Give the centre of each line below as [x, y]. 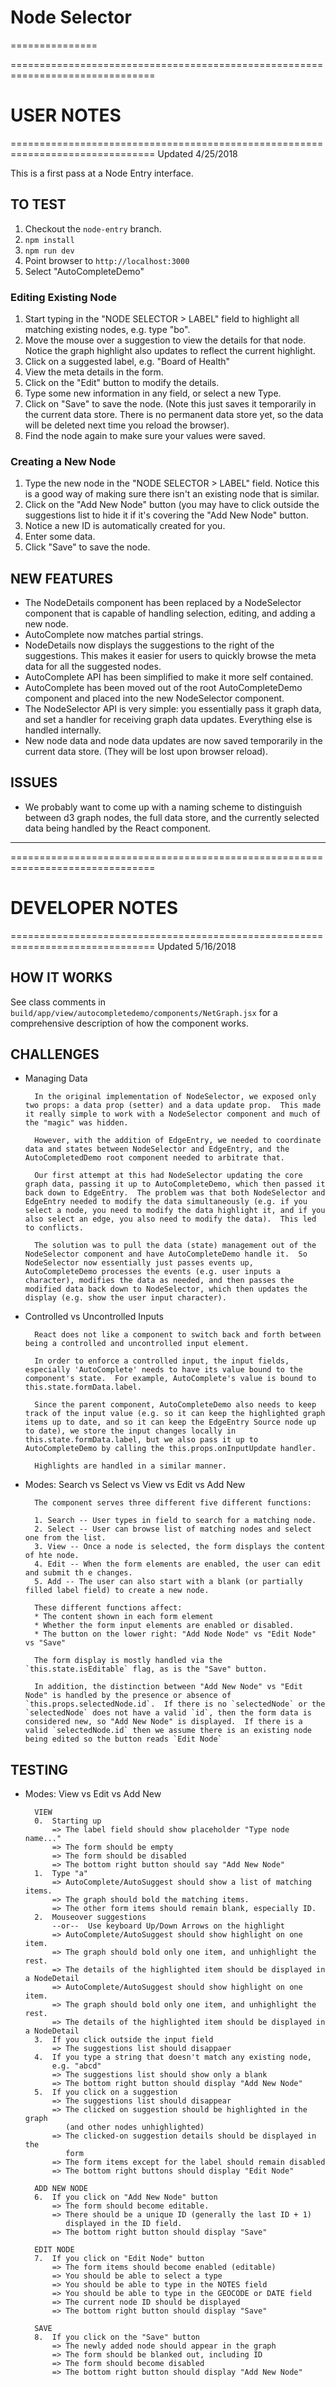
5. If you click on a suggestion [106, 2092]
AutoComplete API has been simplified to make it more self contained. [169, 677]
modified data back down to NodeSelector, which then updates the [166, 1289]
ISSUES [34, 782]
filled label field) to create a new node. [117, 1591]
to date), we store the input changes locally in [130, 1431]
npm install [49, 240]
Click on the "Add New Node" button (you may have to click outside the [172, 505]
